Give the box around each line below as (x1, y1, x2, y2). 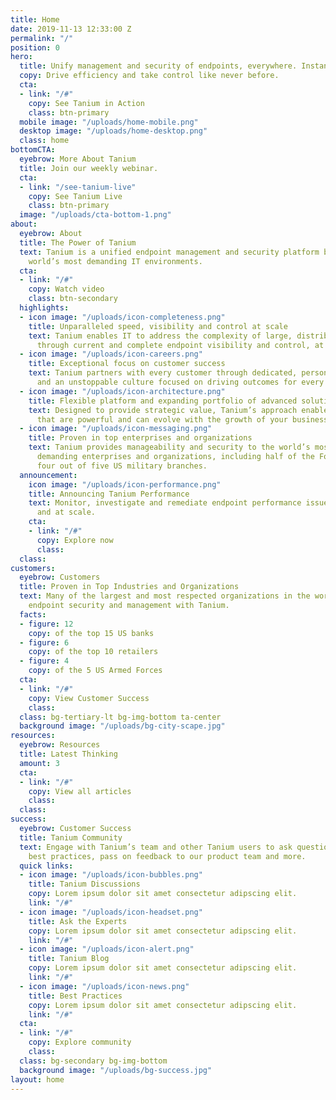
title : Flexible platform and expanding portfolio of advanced (28, 396, 298, 406)
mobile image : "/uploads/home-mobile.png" (19, 117, 199, 127)
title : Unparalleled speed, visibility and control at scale (28, 321, 288, 331)
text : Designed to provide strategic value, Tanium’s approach (28, 405, 298, 415)
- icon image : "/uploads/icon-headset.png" (19, 907, 203, 917)
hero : (10, 52, 33, 62)
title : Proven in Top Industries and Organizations (19, 582, 240, 592)
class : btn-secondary (28, 294, 118, 304)
